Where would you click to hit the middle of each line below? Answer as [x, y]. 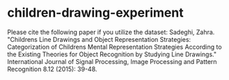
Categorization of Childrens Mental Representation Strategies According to [114, 47]
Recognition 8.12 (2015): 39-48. [52, 69]
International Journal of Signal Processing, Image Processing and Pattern [112, 61]
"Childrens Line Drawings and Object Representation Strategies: [99, 39]
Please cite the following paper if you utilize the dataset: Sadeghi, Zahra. [111, 32]
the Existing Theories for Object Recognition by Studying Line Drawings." [112, 54]
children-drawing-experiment [95, 13]
